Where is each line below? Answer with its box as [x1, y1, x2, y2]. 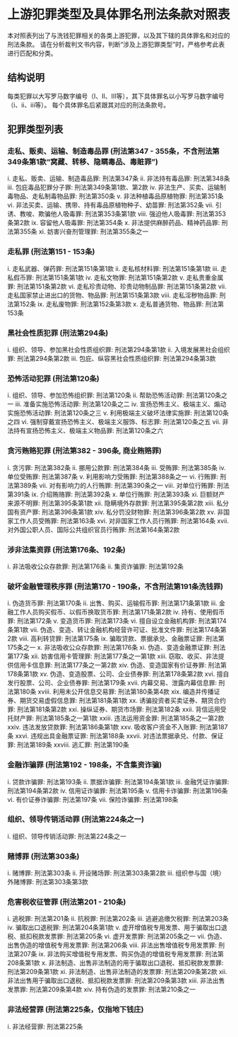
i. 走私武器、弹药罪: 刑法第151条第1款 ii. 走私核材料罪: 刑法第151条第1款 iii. [7, 264, 219, 273]
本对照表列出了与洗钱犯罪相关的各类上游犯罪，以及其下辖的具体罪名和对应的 [7, 31, 230, 40]
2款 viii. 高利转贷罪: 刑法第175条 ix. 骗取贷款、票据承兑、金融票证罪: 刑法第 [7, 634, 225, 643]
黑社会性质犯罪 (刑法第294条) [7, 328, 109, 338]
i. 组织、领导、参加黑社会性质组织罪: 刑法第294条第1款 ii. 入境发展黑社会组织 [7, 345, 230, 354]
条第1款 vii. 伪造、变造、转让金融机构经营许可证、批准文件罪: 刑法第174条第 [7, 626, 227, 634]
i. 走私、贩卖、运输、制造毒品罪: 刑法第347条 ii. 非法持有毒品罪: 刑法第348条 [7, 174, 230, 183]
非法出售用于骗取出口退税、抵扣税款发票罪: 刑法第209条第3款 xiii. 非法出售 [7, 976, 225, 985]
